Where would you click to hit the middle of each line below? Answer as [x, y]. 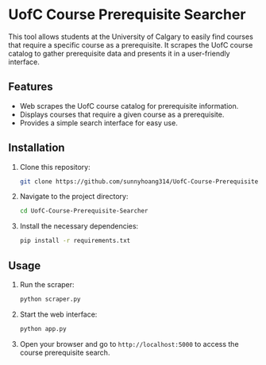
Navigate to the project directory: [74, 197]
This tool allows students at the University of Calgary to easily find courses [131, 36]
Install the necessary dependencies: [79, 226]
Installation [37, 148]
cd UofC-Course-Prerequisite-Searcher [84, 211]
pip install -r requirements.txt [75, 241]
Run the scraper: [47, 284]
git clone [36, 181]
